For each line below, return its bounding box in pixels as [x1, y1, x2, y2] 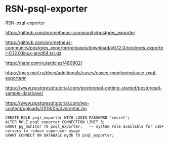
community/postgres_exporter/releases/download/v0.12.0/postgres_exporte [5, 44, 163, 51]
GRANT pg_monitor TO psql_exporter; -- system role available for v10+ [5, 124, 164, 129]
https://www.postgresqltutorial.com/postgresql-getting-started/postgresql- [5, 84, 162, 91]
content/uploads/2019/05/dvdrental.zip [5, 105, 87, 111]
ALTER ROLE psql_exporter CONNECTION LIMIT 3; [5, 119, 105, 124]
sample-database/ [5, 90, 44, 96]
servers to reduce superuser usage [5, 128, 80, 133]
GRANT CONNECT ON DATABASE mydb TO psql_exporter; [5, 132, 114, 138]
